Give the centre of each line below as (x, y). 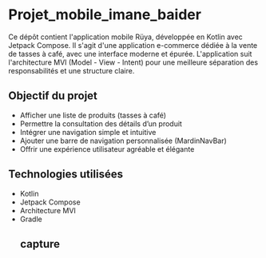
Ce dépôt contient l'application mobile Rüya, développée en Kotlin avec (126, 37)
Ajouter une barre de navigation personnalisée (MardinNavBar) (123, 141)
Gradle (31, 219)
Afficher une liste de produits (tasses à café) (93, 115)
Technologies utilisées (66, 175)
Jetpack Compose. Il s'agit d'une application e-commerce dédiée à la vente (133, 45)
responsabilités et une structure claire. (71, 70)
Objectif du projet (53, 96)
